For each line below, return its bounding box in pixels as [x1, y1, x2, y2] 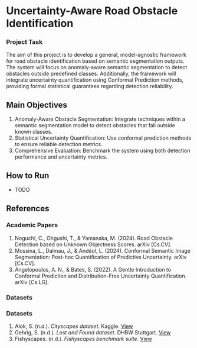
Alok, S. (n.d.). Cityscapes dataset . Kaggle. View [14, 323, 133, 330]
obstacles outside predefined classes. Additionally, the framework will [6, 70, 176, 78]
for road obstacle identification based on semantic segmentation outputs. [6, 57, 185, 65]
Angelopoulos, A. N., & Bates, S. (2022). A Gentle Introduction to [14, 266, 172, 273]
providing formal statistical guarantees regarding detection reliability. [6, 83, 173, 90]
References [6, 203, 50, 214]
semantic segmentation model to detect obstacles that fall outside [14, 122, 176, 129]
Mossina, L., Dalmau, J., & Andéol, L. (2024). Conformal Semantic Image [14, 247, 191, 254]
